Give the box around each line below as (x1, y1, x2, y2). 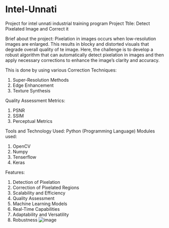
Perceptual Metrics (12, 118, 53, 124)
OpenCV (12, 143, 31, 149)
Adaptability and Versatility (12, 211, 70, 217)
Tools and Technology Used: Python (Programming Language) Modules (5, 128, 155, 134)
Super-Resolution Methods (12, 77, 69, 83)
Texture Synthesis (12, 87, 51, 93)
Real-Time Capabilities (12, 206, 60, 212)
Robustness (12, 217, 38, 223)
